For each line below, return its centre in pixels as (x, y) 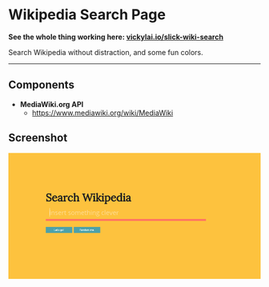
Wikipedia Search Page (87, 15)
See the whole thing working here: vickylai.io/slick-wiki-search (116, 37)
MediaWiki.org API (52, 104)
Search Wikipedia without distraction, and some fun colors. (106, 52)
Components (41, 85)
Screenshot (38, 138)
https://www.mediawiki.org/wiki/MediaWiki (102, 113)
